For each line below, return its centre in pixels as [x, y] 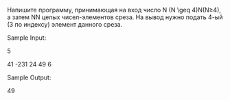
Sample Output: [29, 77]
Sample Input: [27, 38]
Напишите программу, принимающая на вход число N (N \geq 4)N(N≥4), [114, 10]
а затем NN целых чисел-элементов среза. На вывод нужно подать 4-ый [115, 17]
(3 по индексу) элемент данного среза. [65, 24]
